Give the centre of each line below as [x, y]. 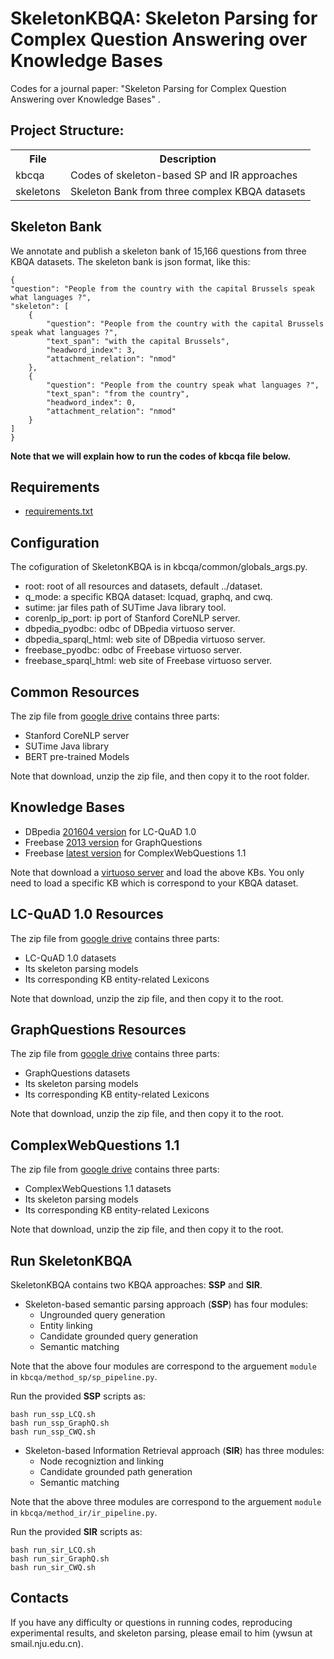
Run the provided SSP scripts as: [78, 1396]
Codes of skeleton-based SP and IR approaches [183, 175]
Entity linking [66, 1326]
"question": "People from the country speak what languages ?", [183, 385]
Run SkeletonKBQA [71, 1260]
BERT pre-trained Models [77, 756]
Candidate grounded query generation [118, 1336]
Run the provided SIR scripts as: [76, 1532]
